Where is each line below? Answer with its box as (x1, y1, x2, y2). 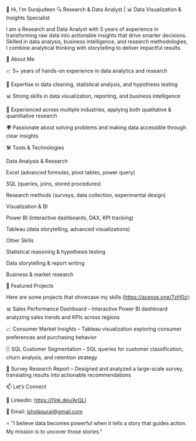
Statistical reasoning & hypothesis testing (6, 249, 106, 255)
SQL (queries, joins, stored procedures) (6, 180, 101, 187)
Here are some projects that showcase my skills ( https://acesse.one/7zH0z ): (6, 294, 191, 301)
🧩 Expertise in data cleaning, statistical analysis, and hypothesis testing (6, 81, 178, 88)
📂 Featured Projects (6, 282, 54, 289)
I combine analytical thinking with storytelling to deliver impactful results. (6, 44, 182, 51)
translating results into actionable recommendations (6, 371, 132, 378)
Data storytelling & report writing (6, 260, 85, 266)
